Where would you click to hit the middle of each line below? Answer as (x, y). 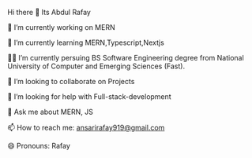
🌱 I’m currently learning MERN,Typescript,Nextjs (86, 42)
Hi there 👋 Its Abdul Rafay (49, 12)
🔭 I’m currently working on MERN (61, 27)
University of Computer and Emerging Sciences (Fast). (96, 66)
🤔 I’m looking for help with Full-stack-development (89, 97)
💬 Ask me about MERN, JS (51, 112)
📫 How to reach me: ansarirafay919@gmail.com (86, 127)
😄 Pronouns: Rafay (39, 146)
